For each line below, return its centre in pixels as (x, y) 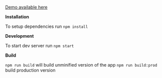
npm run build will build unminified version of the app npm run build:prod (81, 65)
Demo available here (26, 7)
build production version (31, 70)
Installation (17, 17)
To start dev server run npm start (40, 46)
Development (20, 36)
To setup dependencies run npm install (47, 26)
